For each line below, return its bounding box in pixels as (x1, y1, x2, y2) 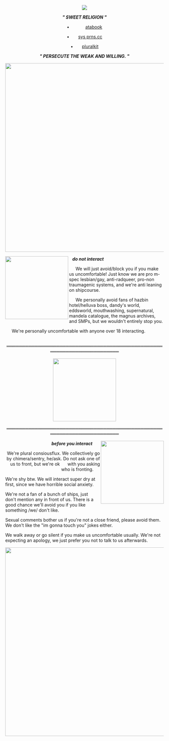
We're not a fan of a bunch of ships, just (5, 491, 89, 497)
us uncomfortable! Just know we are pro (69, 271, 153, 277)
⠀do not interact (69, 256, 104, 262)
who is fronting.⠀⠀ (61, 466, 100, 472)
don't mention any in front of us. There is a (5, 497, 94, 503)
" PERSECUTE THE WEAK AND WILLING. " (39, 53, 130, 59)
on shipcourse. (69, 287, 100, 293)
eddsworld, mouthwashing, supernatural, (69, 307, 154, 313)
